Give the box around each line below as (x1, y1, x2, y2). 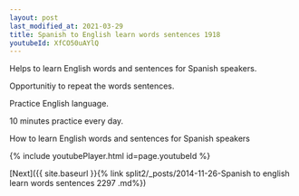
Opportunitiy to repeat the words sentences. (9, 80, 175, 91)
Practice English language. (9, 98, 109, 109)
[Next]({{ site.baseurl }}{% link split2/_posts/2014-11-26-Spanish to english (9, 168, 290, 179)
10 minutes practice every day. (9, 116, 124, 126)
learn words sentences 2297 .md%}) (9, 178, 147, 189)
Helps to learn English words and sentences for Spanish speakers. (9, 63, 257, 74)
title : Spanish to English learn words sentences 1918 (9, 30, 221, 39)
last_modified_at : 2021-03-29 (9, 22, 124, 31)
